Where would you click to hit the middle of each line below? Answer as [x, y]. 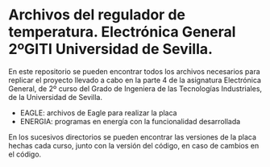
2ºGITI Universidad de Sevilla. [111, 49]
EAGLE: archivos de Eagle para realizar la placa [98, 113]
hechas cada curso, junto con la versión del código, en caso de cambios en [134, 145]
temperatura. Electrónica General [122, 32]
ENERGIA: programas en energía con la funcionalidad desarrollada [130, 121]
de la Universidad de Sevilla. [56, 97]
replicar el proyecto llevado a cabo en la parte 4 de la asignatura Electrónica [135, 80]
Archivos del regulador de [97, 15]
